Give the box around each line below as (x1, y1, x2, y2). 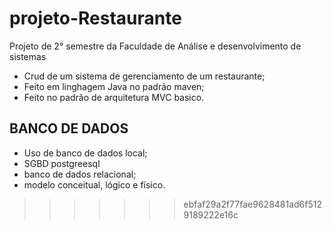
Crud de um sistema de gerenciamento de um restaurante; (23, 70, 266, 82)
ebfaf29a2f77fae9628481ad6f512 (183, 198, 323, 210)
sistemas (9, 50, 47, 62)
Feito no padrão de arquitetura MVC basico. (23, 91, 205, 103)
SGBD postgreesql (23, 157, 101, 169)
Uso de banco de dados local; (23, 147, 148, 159)
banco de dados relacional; (23, 168, 137, 180)
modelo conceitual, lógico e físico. (23, 178, 166, 191)
